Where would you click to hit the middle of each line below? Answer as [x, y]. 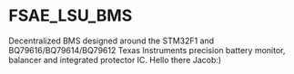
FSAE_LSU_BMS [71, 16]
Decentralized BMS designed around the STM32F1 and [112, 41]
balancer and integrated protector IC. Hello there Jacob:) [115, 60]
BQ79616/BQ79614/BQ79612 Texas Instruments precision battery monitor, [147, 50]
